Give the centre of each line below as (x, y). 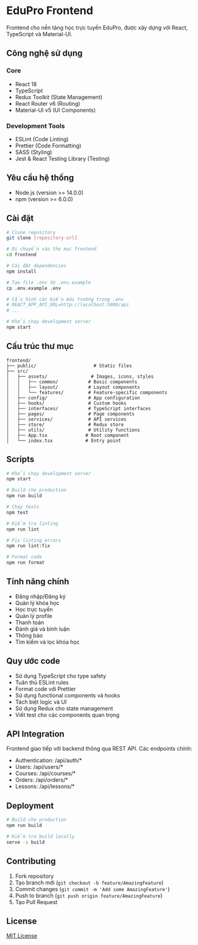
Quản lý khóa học (37, 603)
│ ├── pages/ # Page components (71, 414)
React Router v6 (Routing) (48, 103)
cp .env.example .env (34, 288)
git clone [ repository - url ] (42, 238)
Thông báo (29, 635)
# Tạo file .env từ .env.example (49, 282)
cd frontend (21, 255)
